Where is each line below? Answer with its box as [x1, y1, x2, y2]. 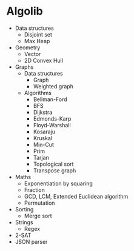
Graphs [15, 63, 34, 71]
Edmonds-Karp [33, 115, 72, 122]
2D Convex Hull [24, 57, 64, 64]
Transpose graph [33, 166, 76, 174]
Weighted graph [33, 82, 74, 90]
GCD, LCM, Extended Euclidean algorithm [24, 193, 129, 200]
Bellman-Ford [33, 96, 68, 103]
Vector [24, 50, 41, 57]
